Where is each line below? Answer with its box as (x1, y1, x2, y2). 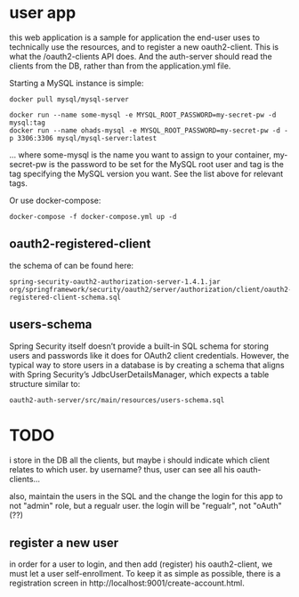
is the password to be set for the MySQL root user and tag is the (48, 158, 285, 169)
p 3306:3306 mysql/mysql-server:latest (9, 133, 158, 142)
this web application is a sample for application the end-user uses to (9, 32, 261, 43)
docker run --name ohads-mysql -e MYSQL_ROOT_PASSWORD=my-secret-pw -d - (9, 125, 289, 135)
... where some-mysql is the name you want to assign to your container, (9, 149, 271, 160)
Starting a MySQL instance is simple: (9, 77, 144, 88)
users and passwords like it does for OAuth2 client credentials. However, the (9, 350, 289, 360)
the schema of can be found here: (9, 260, 134, 270)
